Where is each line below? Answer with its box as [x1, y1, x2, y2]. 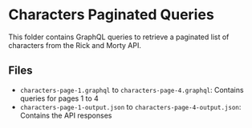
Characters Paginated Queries [8, 6, 214, 24]
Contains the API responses [19, 110, 112, 120]
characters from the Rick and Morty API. [8, 40, 142, 50]
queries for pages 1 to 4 [19, 94, 99, 103]
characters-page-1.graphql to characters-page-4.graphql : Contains [19, 85, 244, 94]
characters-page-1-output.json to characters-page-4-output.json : [19, 102, 242, 111]
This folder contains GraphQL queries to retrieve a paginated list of [8, 32, 230, 42]
